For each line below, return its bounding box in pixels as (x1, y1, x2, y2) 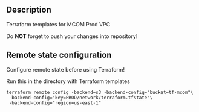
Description (6, 5, 51, 15)
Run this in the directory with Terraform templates (6, 78, 130, 85)
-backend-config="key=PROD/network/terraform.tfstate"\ (8, 95, 153, 101)
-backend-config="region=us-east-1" (8, 99, 102, 106)
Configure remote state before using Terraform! (6, 66, 125, 73)
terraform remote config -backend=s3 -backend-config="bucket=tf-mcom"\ (6, 89, 194, 95)
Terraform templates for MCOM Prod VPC (6, 20, 111, 28)
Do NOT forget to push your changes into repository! (6, 33, 138, 40)
